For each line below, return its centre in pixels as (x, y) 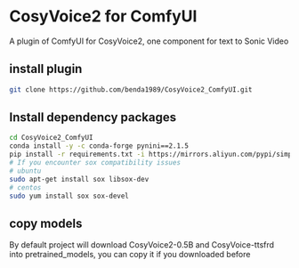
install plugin (46, 69)
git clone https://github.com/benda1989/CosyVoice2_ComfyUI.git (131, 89)
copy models (46, 223)
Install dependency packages (93, 118)
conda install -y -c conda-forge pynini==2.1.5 (99, 146)
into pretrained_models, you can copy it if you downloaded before (130, 255)
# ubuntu (25, 171)
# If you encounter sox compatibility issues (95, 163)
